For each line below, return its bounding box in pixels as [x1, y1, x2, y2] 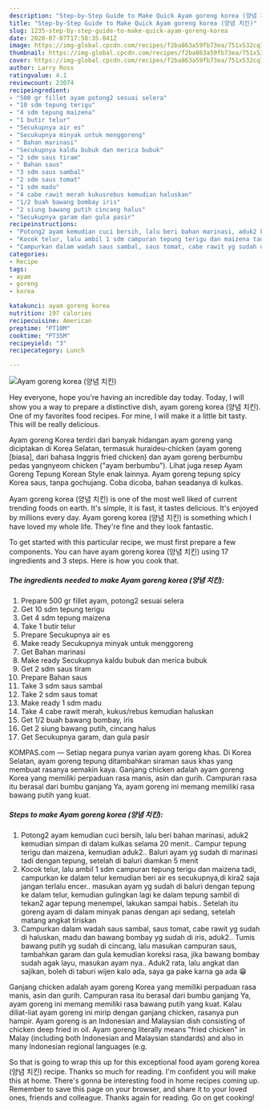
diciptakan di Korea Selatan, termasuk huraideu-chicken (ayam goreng [9, 444, 243, 454]
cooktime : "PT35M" [9, 332, 71, 340]
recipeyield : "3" [9, 339, 67, 347]
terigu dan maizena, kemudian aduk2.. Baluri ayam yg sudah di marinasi [20, 847, 259, 858]
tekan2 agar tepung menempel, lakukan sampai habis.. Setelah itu [20, 898, 239, 908]
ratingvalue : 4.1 [9, 71, 67, 79]
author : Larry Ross [9, 64, 75, 72]
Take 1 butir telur [20, 622, 76, 632]
